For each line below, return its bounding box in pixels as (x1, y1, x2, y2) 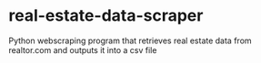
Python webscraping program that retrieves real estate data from (8, 35, 252, 46)
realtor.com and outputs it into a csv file (8, 44, 157, 55)
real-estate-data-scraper (8, 5, 204, 26)
